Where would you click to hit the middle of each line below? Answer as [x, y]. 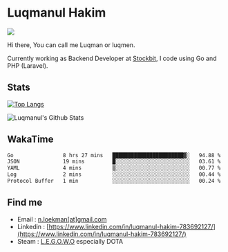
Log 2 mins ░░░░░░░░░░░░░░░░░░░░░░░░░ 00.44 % [114, 174]
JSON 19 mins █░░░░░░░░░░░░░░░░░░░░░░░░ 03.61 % [114, 162]
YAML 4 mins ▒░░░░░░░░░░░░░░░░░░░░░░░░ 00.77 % [114, 168]
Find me [25, 202]
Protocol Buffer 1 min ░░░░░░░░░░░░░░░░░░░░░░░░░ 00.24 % [114, 181]
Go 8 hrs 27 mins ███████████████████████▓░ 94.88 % [114, 155]
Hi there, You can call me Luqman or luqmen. [71, 45]
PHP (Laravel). [28, 65]
